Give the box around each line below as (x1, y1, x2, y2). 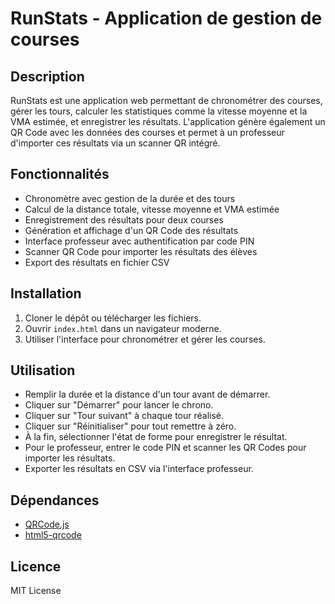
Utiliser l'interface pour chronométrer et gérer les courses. (24, 333, 266, 345)
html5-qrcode (24, 529, 82, 541)
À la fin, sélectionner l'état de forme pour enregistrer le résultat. (24, 431, 288, 443)
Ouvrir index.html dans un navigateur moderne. (24, 322, 222, 334)
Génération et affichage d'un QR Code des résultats (24, 224, 239, 236)
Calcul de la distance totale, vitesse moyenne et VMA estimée (24, 203, 280, 215)
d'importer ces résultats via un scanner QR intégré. (10, 137, 221, 149)
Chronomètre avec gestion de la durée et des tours (24, 192, 236, 204)
